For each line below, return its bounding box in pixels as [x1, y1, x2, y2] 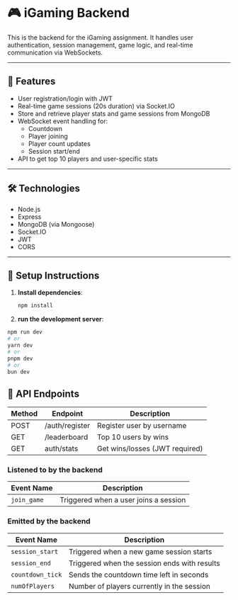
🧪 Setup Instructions [7, 269, 100, 281]
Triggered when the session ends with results [68, 558, 220, 568]
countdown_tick [11, 570, 62, 579]
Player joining [28, 132, 69, 140]
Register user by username [96, 421, 187, 431]
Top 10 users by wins [96, 432, 169, 442]
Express [17, 213, 42, 221]
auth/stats [45, 443, 79, 453]
